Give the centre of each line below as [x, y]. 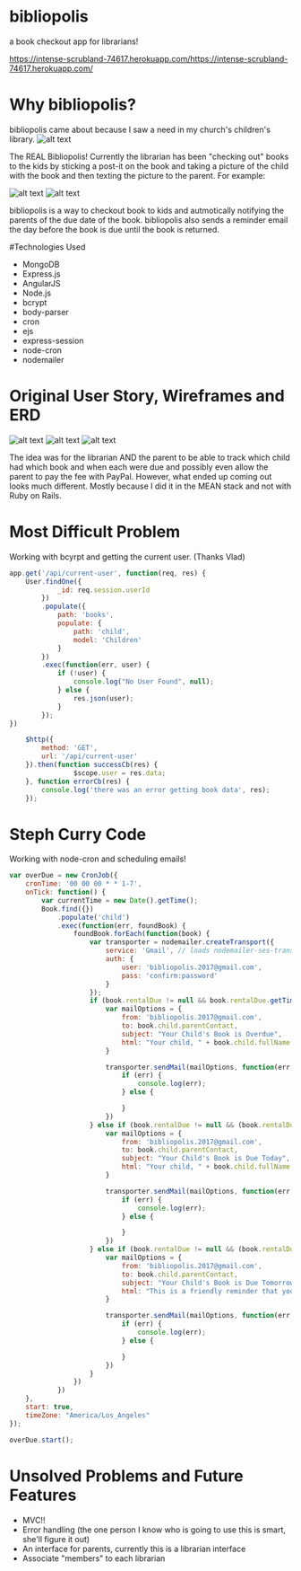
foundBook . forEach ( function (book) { [142, 934]
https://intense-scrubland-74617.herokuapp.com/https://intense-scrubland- [149, 58]
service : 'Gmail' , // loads [158, 951]
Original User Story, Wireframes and [147, 396]
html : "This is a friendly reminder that [200, 1291]
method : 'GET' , [70, 748]
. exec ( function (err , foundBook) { [121, 926]
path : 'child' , [101, 631]
